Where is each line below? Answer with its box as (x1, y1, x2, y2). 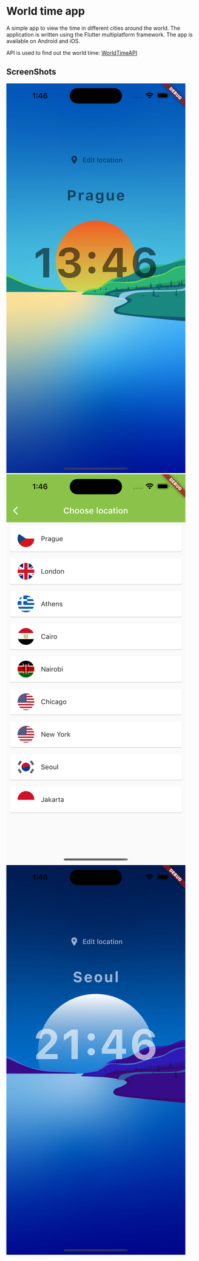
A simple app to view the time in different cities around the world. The (6, 24, 181, 32)
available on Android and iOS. (6, 37, 81, 44)
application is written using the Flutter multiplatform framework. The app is (6, 30, 193, 38)
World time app (6, 4, 85, 18)
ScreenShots (6, 67, 56, 77)
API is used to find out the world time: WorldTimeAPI (6, 49, 138, 56)
